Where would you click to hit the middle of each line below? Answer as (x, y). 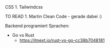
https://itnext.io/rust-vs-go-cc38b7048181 (62, 40)
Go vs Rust (23, 35)
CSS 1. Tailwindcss (24, 7)
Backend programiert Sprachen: (37, 26)
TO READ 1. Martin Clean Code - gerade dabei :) (54, 16)
